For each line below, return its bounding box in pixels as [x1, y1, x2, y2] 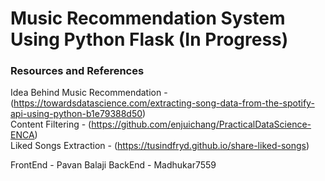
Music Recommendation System [10, 7, 286, 30]
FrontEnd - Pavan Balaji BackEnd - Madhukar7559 [10, 159, 217, 171]
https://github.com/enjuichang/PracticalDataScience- [91, 118, 312, 131]
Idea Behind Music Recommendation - [10, 87, 168, 99]
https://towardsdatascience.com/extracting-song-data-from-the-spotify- [13, 97, 315, 109]
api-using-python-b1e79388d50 [10, 108, 143, 120]
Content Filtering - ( [10, 118, 92, 131]
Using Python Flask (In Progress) [10, 28, 289, 51]
